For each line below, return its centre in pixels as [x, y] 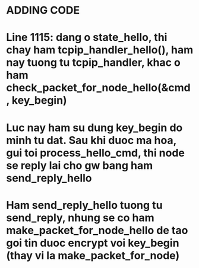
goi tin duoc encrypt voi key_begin [93, 243]
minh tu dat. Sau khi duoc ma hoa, [91, 140]
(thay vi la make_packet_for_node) [93, 255]
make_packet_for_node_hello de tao [97, 230]
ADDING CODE [43, 10]
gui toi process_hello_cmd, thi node [96, 153]
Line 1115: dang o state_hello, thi [87, 38]
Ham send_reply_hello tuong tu [84, 205]
